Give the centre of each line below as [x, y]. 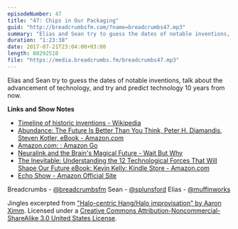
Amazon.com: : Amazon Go [58, 145]
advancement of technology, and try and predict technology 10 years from [116, 88]
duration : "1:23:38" [38, 40]
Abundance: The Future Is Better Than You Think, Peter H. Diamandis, [120, 130]
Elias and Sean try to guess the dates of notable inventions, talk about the [115, 80]
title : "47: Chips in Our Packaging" [63, 21]
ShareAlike [23, 218]
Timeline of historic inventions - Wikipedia [79, 123]
